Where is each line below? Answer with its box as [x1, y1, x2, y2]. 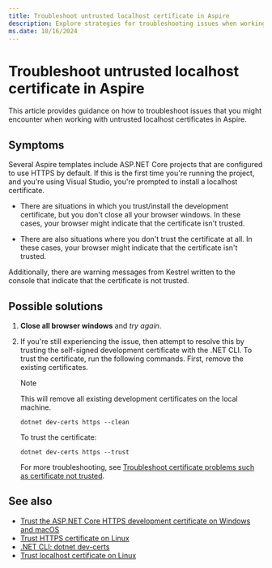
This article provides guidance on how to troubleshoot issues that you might [8, 106, 262, 116]
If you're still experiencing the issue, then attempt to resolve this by [19, 336, 244, 346]
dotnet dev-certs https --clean [19, 418, 130, 426]
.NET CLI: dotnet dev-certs [19, 541, 110, 552]
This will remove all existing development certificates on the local [19, 394, 238, 403]
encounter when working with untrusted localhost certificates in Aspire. [8, 114, 247, 124]
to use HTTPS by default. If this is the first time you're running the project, [8, 168, 255, 179]
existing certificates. [19, 362, 89, 372]
